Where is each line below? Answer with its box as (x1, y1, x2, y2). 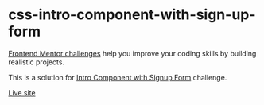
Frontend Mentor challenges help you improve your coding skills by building (8, 49, 257, 58)
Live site (8, 87, 36, 97)
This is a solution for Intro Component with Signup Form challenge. (8, 72, 227, 82)
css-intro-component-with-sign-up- (8, 6, 256, 24)
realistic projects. (8, 57, 65, 67)
